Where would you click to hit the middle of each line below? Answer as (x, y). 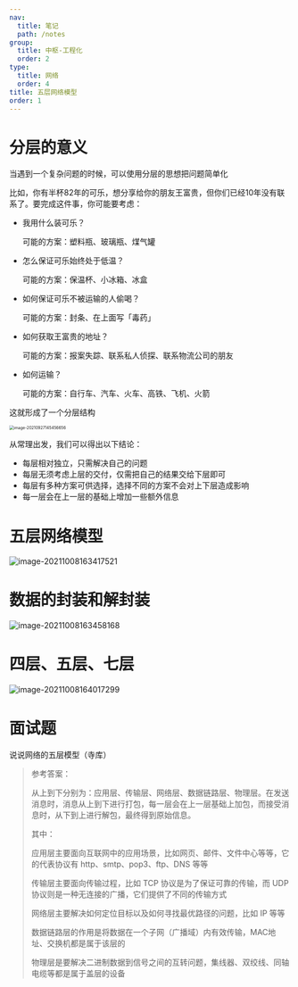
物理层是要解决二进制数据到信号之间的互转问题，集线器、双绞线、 (152, 962)
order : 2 (33, 59)
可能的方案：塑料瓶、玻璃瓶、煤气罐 (89, 242)
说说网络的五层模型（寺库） (60, 755)
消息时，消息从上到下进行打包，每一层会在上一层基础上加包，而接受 (156, 804)
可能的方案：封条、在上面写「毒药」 (89, 318)
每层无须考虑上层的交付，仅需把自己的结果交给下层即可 (124, 475)
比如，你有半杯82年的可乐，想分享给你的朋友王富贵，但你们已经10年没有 (143, 193)
